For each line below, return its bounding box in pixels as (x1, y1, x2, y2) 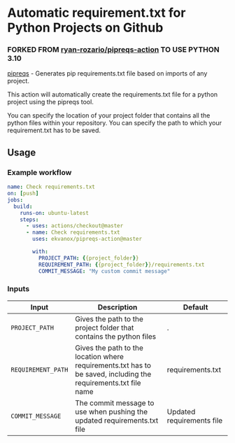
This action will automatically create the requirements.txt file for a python (7, 90, 218, 99)
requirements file (166, 415, 223, 425)
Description (97, 302, 138, 312)
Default (183, 302, 208, 312)
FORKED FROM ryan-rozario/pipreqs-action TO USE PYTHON (7, 45, 220, 55)
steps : (20, 216, 39, 223)
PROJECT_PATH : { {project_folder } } (38, 254, 139, 262)
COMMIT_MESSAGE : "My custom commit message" (38, 267, 171, 274)
